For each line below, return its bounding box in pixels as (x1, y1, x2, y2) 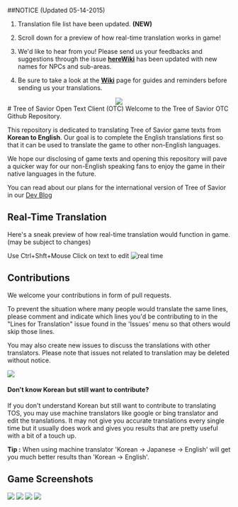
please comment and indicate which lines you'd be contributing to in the (7, 312, 218, 321)
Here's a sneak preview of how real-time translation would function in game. (7, 230, 230, 238)
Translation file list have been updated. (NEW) (17, 20, 152, 28)
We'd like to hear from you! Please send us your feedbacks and (17, 48, 203, 55)
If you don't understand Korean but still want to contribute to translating (7, 401, 216, 410)
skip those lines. (7, 327, 55, 335)
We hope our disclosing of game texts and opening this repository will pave (7, 155, 227, 162)
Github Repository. (7, 112, 62, 120)
